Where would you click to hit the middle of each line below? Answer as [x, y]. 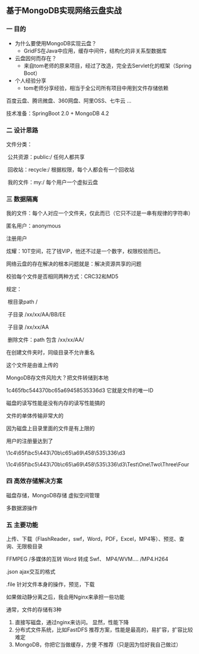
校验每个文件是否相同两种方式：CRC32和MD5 [62, 276]
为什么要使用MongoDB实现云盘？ [56, 43]
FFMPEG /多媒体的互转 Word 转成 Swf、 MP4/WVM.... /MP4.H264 [87, 559]
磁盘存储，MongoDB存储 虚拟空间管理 [53, 495]
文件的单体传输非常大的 [35, 416]
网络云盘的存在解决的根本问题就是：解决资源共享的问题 [74, 264]
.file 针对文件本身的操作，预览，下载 [50, 584]
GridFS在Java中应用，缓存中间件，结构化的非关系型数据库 [95, 51]
